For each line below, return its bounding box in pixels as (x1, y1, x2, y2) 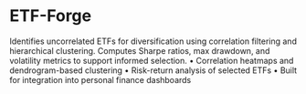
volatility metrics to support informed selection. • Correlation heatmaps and (9, 55, 294, 66)
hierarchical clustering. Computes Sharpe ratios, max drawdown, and (9, 45, 270, 56)
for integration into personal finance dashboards (9, 74, 192, 85)
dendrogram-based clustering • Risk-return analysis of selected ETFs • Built (9, 65, 298, 76)
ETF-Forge (9, 5, 92, 26)
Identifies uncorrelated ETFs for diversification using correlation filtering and (9, 36, 297, 47)
